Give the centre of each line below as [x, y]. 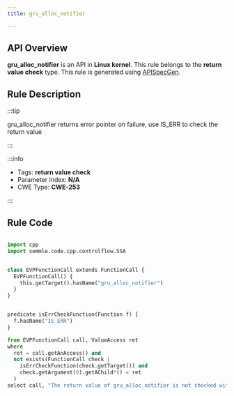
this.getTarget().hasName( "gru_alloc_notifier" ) [92, 283]
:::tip [14, 111]
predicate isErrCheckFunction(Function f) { [73, 314]
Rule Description [44, 94]
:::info [15, 159]
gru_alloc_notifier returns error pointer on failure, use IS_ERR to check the [112, 124]
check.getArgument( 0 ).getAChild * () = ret [80, 373]
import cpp [23, 245]
